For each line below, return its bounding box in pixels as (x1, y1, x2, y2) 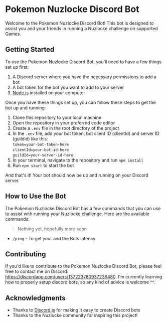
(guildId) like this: (12, 135, 49, 141)
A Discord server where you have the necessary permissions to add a (12, 74, 157, 80)
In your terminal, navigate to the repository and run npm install (12, 157, 144, 163)
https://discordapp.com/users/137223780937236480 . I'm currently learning (5, 274, 162, 280)
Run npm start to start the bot (12, 162, 74, 169)
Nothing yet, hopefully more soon (17, 226, 87, 232)
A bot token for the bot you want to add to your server (12, 84, 124, 90)
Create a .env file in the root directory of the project (12, 125, 119, 131)
